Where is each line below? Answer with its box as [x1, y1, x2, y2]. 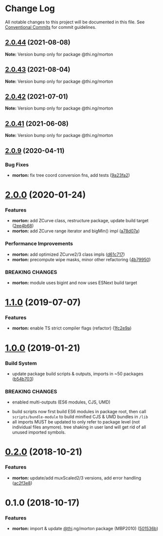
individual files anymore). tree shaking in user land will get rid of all [12, 424, 146, 430]
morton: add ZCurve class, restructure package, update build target [12, 218, 149, 224]
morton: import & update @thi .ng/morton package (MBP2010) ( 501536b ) [12, 526, 159, 532]
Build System [5, 360, 37, 366]
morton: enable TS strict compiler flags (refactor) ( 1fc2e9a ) [12, 325, 132, 331]
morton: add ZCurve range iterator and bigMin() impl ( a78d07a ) [12, 228, 140, 234]
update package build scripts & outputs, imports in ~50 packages [12, 371, 144, 377]
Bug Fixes [5, 161, 29, 168]
